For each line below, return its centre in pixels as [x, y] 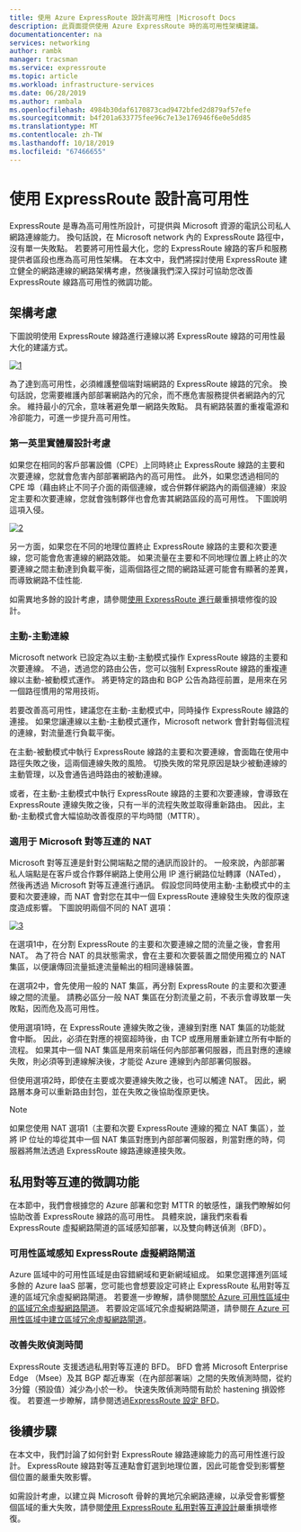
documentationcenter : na [56, 34]
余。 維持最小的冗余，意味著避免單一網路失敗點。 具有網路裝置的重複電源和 [149, 407]
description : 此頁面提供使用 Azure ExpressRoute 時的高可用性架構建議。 [136, 26]
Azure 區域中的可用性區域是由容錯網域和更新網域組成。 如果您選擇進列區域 [148, 1275]
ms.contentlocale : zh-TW [56, 135]
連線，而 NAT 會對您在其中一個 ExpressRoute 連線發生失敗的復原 [161, 897]
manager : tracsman [44, 59]
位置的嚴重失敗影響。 [56, 1477]
